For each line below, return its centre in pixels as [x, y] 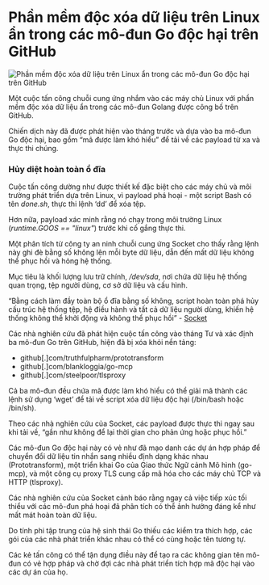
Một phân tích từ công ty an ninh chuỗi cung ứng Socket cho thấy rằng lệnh [134, 244]
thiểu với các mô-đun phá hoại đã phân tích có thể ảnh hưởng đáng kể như [132, 507]
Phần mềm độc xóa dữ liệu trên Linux [134, 17]
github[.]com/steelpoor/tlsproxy [73, 375]
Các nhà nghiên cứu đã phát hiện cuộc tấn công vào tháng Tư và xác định [131, 334]
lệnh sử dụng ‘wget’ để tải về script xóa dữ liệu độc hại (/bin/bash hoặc [126, 399]
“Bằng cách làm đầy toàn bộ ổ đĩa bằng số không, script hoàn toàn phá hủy [134, 301]
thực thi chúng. [33, 148]
